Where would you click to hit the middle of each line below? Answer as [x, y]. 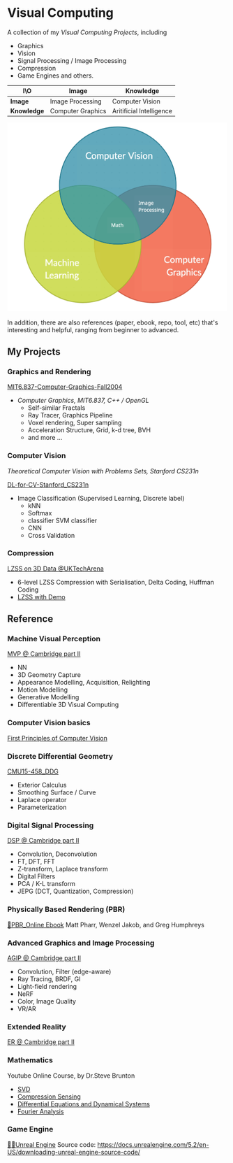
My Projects [34, 351]
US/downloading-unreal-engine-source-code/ [74, 1152]
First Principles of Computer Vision [58, 738]
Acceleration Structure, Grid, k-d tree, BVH [89, 430]
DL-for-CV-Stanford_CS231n [48, 485]
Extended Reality [37, 1027]
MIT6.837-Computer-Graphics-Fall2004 [65, 387]
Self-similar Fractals [57, 408]
